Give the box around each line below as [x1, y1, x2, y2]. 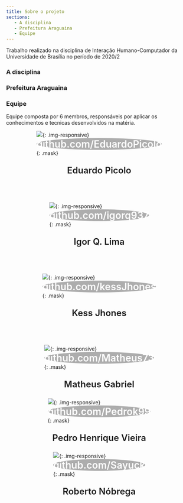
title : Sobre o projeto [6, 8, 65, 15]
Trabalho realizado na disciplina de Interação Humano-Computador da [6, 47, 178, 54]
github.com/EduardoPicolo [36, 138, 162, 151]
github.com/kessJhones [42, 280, 156, 293]
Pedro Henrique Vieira [52, 432, 146, 444]
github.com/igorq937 [49, 209, 149, 222]
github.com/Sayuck [53, 459, 146, 472]
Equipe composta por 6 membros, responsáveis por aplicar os [6, 113, 158, 120]
